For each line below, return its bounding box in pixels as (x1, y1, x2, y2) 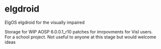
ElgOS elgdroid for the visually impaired (4, 19, 85, 25)
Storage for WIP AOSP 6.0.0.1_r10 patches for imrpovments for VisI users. (4, 29, 153, 34)
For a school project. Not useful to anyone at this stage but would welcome (4, 34, 157, 40)
